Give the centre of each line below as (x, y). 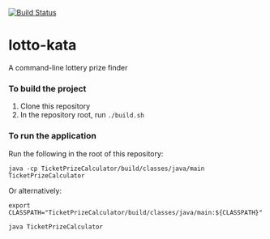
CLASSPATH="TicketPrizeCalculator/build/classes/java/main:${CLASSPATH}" (136, 212)
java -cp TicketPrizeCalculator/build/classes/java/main (107, 169)
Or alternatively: (35, 190)
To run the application (53, 136)
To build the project (47, 88)
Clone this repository (55, 106)
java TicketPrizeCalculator (56, 227)
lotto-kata (43, 45)
